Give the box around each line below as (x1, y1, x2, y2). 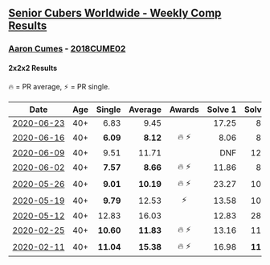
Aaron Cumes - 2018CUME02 (8, 43, 126, 55)
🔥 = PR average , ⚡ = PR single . (8, 81, 110, 91)
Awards (169, 104, 199, 115)
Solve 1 (207, 104, 237, 115)
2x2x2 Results (8, 63, 58, 72)
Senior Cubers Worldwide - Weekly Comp (8, 6, 222, 20)
